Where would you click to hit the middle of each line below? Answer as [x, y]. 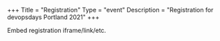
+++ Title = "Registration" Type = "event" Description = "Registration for [110, 10]
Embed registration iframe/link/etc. [57, 30]
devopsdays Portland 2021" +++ [54, 17]
